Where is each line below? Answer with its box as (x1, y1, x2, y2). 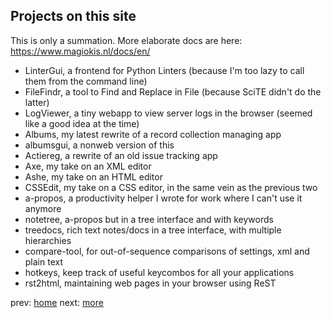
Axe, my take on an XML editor (24, 160, 152, 172)
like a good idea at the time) (24, 117, 140, 129)
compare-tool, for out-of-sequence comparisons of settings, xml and (24, 245, 310, 257)
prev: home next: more (10, 296, 104, 308)
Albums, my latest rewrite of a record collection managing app (24, 128, 282, 140)
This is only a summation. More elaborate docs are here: (10, 34, 243, 46)
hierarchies (24, 234, 72, 246)
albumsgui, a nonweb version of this (24, 139, 175, 151)
